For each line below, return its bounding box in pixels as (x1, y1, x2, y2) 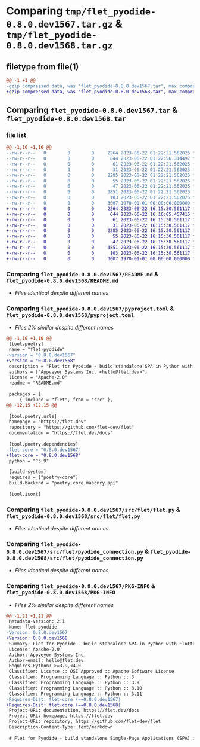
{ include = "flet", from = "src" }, (19, 397, 113, 403)
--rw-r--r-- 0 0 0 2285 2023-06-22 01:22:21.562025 (6, 172, 190, 178)
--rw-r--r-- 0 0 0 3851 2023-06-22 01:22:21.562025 (6, 189, 190, 195)
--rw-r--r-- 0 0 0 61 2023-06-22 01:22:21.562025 (6, 161, 190, 167)
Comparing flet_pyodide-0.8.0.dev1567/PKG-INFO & (6, 582, 156, 590)
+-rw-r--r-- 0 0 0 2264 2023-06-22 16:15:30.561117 (6, 205, 190, 212)
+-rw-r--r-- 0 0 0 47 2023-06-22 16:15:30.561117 (6, 239, 190, 245)
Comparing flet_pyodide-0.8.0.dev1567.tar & (6, 105, 178, 115)
